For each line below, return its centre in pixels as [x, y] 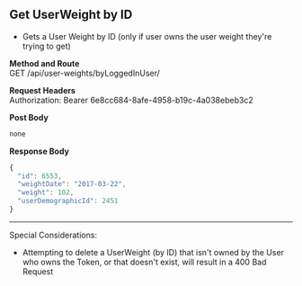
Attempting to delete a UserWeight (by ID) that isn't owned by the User [153, 252]
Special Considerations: [53, 235]
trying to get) [47, 46]
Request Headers [43, 90]
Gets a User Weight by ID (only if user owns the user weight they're [147, 36]
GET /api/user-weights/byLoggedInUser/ [84, 73]
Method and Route [44, 63]
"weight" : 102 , [46, 192]
